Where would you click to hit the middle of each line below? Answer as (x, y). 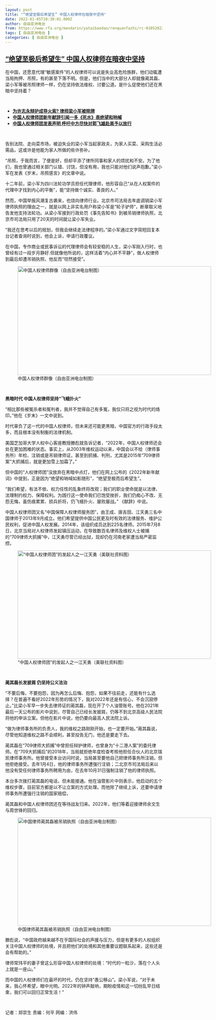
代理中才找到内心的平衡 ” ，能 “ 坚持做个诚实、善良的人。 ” (62, 189)
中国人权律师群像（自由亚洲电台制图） (57, 378)
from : (11, 28)
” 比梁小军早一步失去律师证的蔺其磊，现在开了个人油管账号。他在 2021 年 (85, 705)
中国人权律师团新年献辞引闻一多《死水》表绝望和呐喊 (67, 117)
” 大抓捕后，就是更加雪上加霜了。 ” (43, 461)
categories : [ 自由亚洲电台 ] (34, 38)
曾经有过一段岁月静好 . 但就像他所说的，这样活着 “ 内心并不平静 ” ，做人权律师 (82, 253)
